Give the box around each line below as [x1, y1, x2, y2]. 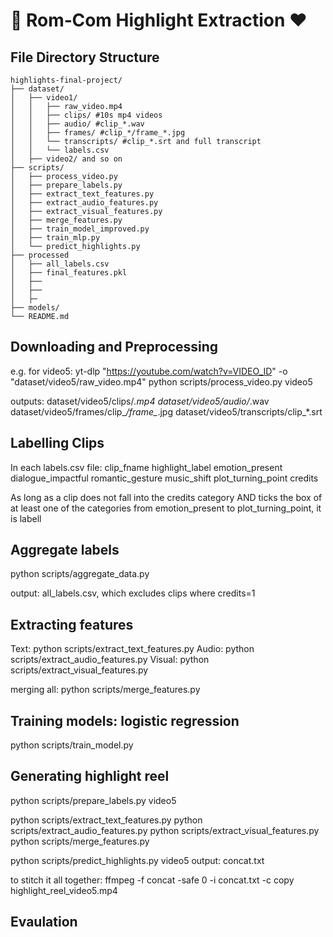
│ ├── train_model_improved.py [10, 224, 150, 234]
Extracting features [10, 616, 134, 633]
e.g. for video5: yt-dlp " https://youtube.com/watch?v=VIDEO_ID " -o [10, 365, 288, 377]
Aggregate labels [10, 542, 120, 559]
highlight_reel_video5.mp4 [10, 884, 118, 896]
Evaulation [10, 914, 78, 931]
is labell [10, 512, 42, 524]
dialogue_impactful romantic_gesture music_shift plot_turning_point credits [10, 472, 319, 484]
